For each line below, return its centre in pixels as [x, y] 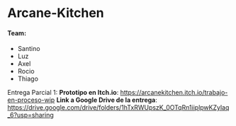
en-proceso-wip [31, 100]
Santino [29, 49]
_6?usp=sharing [31, 115]
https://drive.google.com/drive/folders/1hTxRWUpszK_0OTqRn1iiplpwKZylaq [118, 108]
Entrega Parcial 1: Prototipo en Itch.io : [63, 93]
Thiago [28, 79]
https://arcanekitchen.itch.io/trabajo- [174, 93]
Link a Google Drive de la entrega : [107, 100]
